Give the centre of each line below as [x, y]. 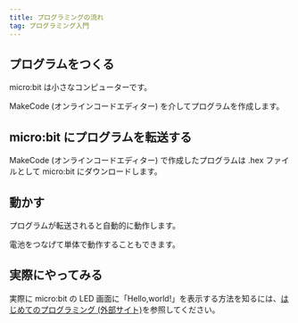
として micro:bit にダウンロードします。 [89, 171]
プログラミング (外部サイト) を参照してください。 [130, 310]
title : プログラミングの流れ [57, 17]
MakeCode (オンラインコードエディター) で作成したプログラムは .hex [137, 161]
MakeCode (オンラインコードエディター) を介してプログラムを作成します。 [147, 106]
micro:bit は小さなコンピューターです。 [81, 87]
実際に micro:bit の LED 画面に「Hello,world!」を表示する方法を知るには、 [145, 298]
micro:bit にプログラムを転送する [101, 137]
